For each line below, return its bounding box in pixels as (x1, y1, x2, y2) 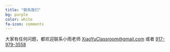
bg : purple (5, 12, 28, 17)
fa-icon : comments (5, 21, 44, 27)
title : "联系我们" (5, 7, 41, 13)
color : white (5, 17, 33, 22)
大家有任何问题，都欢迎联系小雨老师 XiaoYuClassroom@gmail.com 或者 (5, 36, 155, 42)
